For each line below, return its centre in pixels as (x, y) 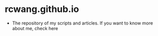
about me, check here (35, 28)
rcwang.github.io (42, 9)
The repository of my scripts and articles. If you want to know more (83, 23)
